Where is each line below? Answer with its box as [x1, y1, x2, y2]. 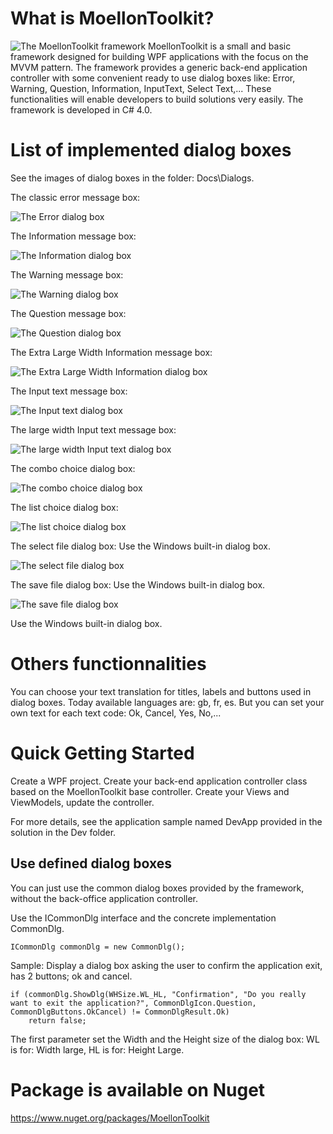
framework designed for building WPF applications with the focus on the [10, 50, 309, 62]
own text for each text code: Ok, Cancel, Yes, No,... [10, 707, 222, 719]
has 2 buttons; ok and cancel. [10, 970, 133, 982]
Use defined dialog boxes [10, 855, 173, 872]
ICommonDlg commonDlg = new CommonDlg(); [10, 942, 186, 952]
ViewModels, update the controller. [10, 796, 155, 808]
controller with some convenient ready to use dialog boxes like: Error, [10, 72, 296, 84]
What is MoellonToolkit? [10, 7, 215, 30]
